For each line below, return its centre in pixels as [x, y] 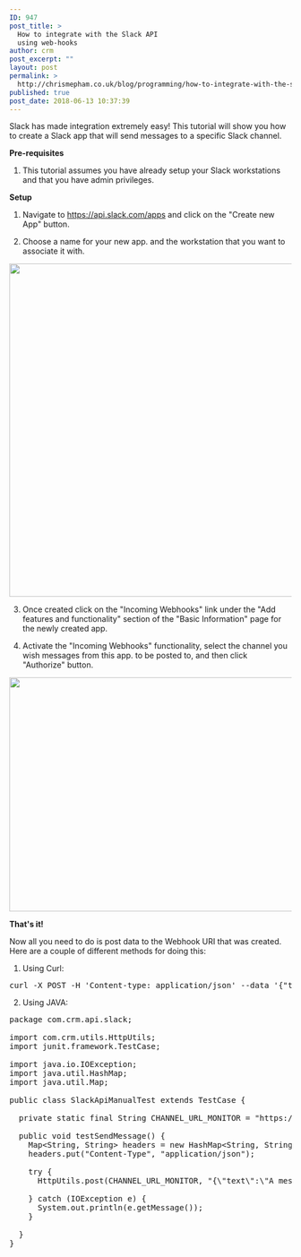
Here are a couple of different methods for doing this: [108, 951]
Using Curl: [43, 969]
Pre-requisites [37, 153]
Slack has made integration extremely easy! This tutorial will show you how [148, 126]
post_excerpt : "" [42, 59]
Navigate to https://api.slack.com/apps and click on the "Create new [148, 215]
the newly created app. [65, 629]
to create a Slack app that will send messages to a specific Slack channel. [146, 136]
